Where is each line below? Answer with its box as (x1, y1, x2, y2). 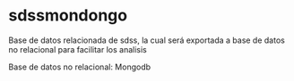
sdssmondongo (8, 5, 127, 26)
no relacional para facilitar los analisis (8, 44, 147, 54)
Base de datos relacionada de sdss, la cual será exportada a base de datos (8, 35, 286, 45)
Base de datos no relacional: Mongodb (8, 61, 151, 72)
